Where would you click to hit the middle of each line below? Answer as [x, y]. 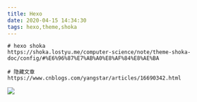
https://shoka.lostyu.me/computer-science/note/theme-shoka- [99, 52]
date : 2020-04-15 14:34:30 [47, 20]
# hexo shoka [26, 46]
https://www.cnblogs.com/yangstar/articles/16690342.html [94, 78]
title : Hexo [25, 14]
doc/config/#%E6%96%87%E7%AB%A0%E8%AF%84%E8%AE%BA [83, 58]
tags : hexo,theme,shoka [42, 27]
